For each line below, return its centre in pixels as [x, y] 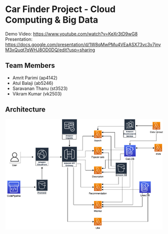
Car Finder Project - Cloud [60, 9]
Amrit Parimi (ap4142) [35, 78]
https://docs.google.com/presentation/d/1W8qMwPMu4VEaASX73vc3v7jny [83, 44]
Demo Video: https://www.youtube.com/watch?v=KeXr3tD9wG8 [71, 34]
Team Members [30, 66]
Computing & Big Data [52, 20]
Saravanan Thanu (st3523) [40, 88]
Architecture [25, 110]
